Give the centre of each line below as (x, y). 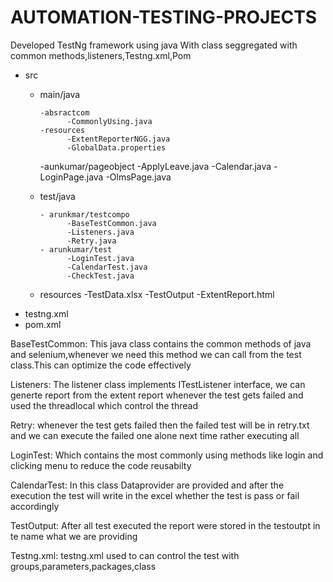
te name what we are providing (74, 536)
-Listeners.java (100, 232)
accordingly (35, 506)
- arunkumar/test (76, 249)
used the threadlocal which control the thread (104, 405)
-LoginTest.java (100, 258)
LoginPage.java (71, 177)
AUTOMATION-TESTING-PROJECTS (164, 17)
